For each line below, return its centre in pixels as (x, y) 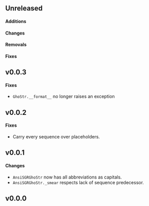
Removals (16, 45)
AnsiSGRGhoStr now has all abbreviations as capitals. (67, 177)
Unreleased (24, 8)
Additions (16, 21)
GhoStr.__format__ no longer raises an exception (64, 97)
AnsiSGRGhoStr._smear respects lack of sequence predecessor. (78, 182)
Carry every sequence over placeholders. (56, 136)
